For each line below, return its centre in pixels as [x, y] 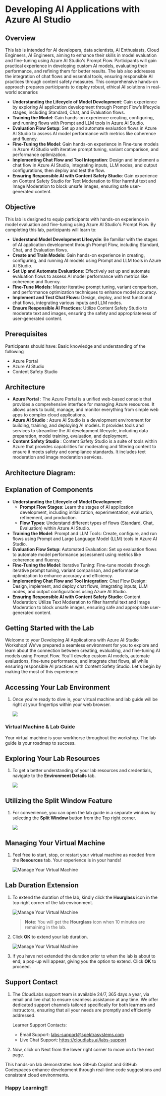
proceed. [22, 966]
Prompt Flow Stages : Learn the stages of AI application [77, 507]
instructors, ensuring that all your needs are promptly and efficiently [82, 1010]
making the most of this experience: [42, 672]
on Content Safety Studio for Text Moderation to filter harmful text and [84, 181]
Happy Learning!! [27, 1088]
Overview [21, 38]
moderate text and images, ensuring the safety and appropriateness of [84, 313]
